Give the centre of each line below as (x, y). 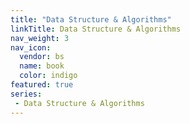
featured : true (42, 85)
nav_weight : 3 (40, 38)
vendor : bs (42, 57)
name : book (42, 66)
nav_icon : (31, 47)
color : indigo (48, 76)
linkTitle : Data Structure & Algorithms (96, 29)
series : (26, 94)
